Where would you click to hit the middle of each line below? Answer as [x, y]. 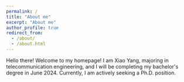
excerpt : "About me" [31, 22]
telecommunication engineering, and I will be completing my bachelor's [92, 66]
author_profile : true [33, 28]
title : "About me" [28, 17]
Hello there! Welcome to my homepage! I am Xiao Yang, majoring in [87, 60]
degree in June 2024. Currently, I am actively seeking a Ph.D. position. [91, 73]
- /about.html [28, 44]
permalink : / [22, 11]
